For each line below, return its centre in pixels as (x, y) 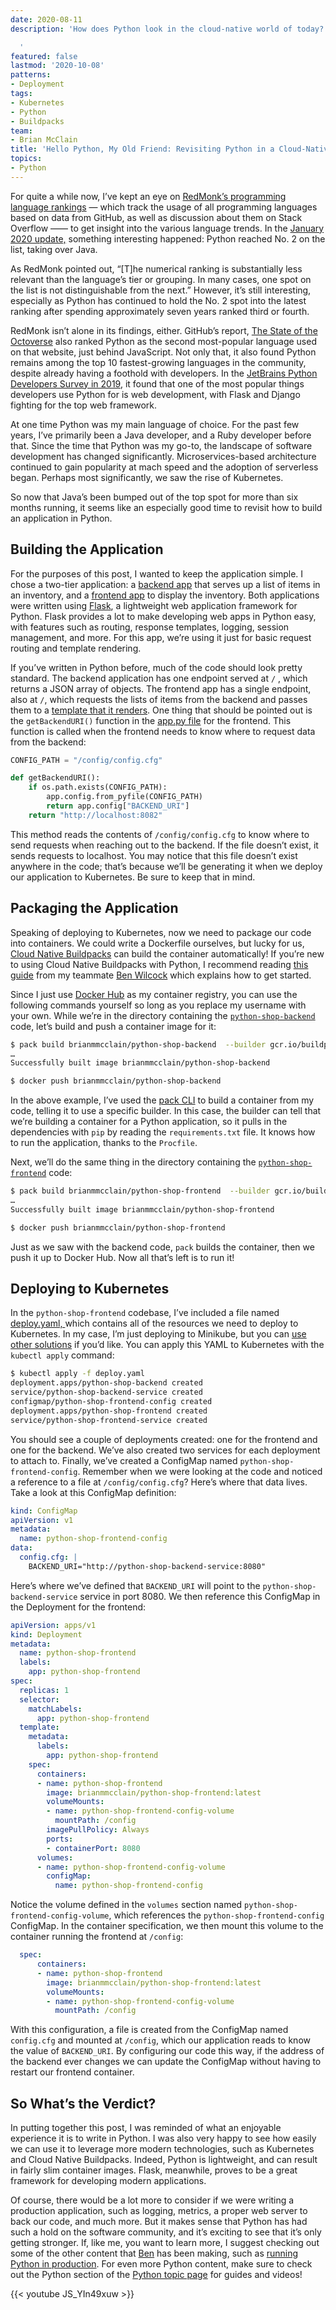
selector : (39, 1699)
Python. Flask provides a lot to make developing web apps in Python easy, (163, 616)
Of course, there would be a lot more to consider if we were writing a (152, 2200)
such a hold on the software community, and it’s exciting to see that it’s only (166, 2232)
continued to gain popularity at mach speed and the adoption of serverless (164, 467)
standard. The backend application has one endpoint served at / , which (159, 678)
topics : (26, 159)
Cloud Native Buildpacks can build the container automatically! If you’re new (167, 953)
